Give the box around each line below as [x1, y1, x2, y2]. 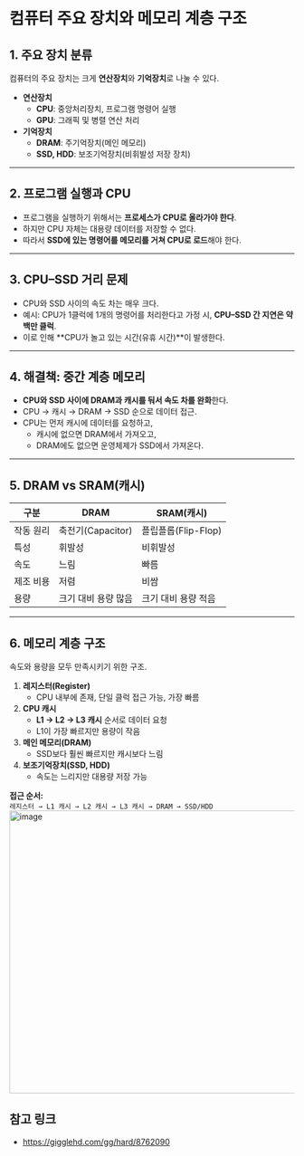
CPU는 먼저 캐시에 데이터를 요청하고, [22, 417, 154, 428]
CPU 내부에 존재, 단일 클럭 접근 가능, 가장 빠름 [35, 692, 200, 702]
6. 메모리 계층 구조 [9, 635, 106, 651]
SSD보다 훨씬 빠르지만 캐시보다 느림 [35, 749, 164, 760]
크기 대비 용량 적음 [141, 592, 216, 605]
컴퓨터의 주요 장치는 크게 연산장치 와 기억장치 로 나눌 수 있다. [9, 73, 220, 83]
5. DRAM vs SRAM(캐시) [9, 477, 146, 493]
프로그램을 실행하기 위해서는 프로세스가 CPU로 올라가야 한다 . [22, 212, 237, 223]
